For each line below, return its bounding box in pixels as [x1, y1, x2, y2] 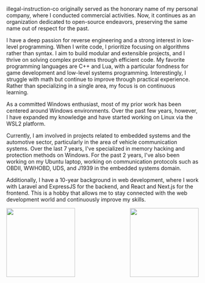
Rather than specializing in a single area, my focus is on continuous [6, 82, 176, 89]
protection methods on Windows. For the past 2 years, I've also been [6, 151, 180, 159]
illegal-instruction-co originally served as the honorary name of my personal [6, 6, 198, 12]
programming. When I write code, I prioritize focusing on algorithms [19, 43, 190, 50]
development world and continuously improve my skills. [6, 196, 146, 203]
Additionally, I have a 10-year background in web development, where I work [6, 176, 199, 183]
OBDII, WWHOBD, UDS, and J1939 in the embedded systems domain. [6, 165, 182, 172]
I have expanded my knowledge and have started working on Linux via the [6, 113, 193, 121]
